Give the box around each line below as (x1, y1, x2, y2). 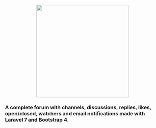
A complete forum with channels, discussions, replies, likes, (5, 104, 152, 111)
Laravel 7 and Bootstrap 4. (5, 116, 69, 123)
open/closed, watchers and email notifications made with (5, 110, 145, 117)
